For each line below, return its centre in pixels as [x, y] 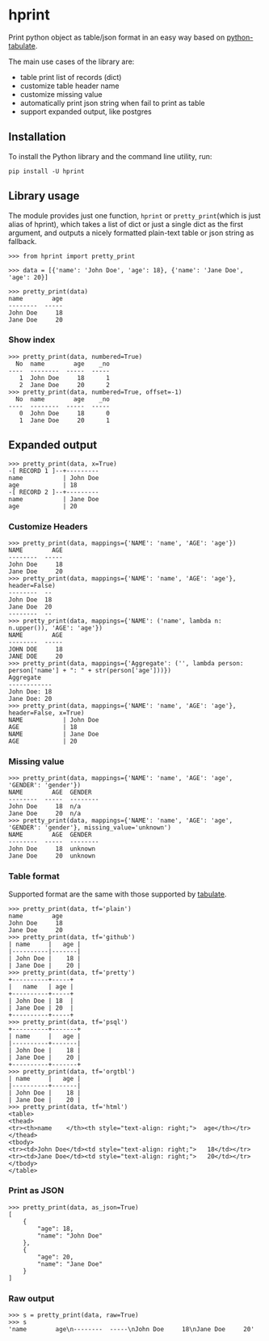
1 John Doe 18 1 [65, 377]
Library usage [44, 196]
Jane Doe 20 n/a [45, 814]
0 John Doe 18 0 [65, 413]
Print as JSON [36, 1191]
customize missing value [61, 94]
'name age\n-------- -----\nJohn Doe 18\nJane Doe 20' [131, 1330]
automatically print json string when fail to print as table [113, 103]
